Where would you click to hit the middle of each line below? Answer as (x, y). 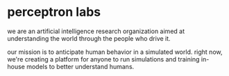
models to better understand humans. (80, 66)
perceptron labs (54, 12)
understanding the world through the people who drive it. (89, 38)
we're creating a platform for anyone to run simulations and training (103, 59)
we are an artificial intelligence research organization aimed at (96, 31)
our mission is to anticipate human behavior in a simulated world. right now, (115, 52)
